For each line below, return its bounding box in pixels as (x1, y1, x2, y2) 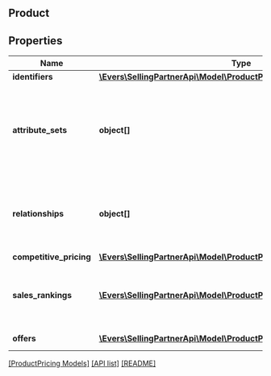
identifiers (12, 72, 53, 83)
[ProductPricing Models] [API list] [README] (8, 358, 156, 369)
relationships (12, 209, 65, 220)
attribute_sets (12, 125, 67, 136)
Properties (8, 34, 63, 48)
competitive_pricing (12, 251, 91, 262)
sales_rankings (12, 290, 73, 301)
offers (12, 333, 36, 345)
